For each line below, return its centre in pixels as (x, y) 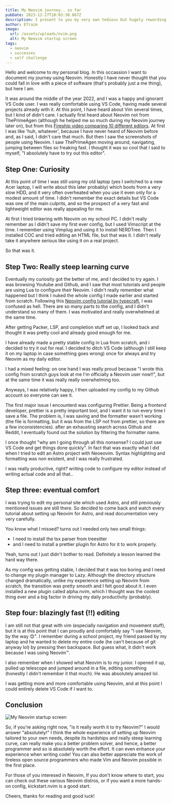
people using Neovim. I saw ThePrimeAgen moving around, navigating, (80, 142)
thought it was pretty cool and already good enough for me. (69, 332)
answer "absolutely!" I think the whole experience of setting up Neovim (81, 733)
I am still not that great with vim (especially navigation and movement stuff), (85, 625)
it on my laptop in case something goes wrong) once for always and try (81, 354)
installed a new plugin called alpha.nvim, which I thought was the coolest (82, 591)
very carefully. (21, 519)
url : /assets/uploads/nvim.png (43, 34)
